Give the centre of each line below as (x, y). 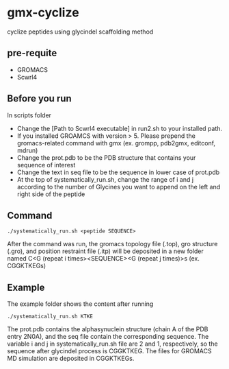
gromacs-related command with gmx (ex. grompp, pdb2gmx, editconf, (116, 143)
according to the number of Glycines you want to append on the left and (119, 187)
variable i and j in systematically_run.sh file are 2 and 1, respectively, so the (112, 344)
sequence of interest (46, 165)
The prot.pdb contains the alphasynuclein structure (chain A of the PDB (108, 329)
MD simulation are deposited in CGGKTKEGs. (71, 359)
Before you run (39, 98)
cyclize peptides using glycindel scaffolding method (80, 32)
